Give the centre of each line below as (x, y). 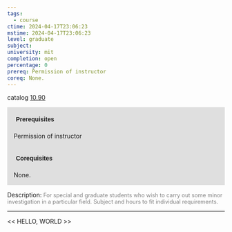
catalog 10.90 (27, 98)
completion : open (32, 59)
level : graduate (30, 39)
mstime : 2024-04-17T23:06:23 (49, 33)
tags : (15, 14)
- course (26, 20)
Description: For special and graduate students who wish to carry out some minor (115, 195)
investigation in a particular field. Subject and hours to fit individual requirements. (113, 202)
